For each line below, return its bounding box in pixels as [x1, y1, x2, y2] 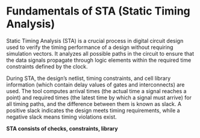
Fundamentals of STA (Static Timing [6, 4, 191, 18]
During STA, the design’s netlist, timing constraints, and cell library [6, 74, 171, 82]
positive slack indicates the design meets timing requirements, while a [6, 107, 180, 114]
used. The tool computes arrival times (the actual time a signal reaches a [6, 87, 187, 94]
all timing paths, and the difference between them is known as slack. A [6, 100, 182, 107]
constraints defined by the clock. [6, 62, 89, 70]
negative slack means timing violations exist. [6, 113, 117, 120]
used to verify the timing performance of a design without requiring [6, 44, 173, 51]
